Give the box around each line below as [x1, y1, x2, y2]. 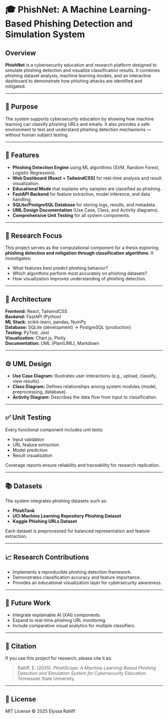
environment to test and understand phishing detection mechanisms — [5, 126, 151, 132]
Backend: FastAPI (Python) [5, 314, 61, 320]
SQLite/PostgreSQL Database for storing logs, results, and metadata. [12, 202, 156, 208]
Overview [5, 49, 36, 57]
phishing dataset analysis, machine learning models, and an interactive [5, 73, 151, 78]
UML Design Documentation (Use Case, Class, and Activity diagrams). [12, 207, 159, 213]
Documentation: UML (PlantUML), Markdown [5, 340, 99, 346]
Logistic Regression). [12, 169, 56, 175]
